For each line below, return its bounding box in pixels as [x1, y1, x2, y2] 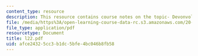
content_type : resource [6, 8, 65, 15]
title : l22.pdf [6, 36, 44, 41]
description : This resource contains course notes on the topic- [6, 14, 170, 20]
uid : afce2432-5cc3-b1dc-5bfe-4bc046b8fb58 [6, 41, 115, 47]
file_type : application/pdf [6, 24, 75, 31]
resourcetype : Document [6, 30, 65, 36]
